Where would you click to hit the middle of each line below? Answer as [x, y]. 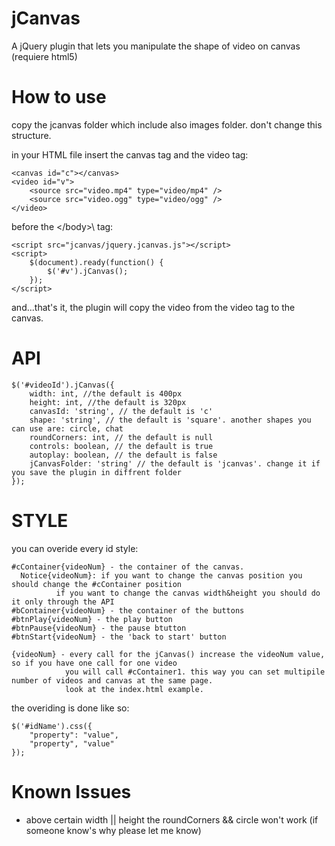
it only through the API [63, 602]
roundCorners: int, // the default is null [121, 437]
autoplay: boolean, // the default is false [123, 455]
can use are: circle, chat [67, 428]
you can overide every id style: [75, 548]
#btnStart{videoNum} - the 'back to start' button [119, 637]
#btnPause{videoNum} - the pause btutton [99, 628]
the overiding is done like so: [70, 708]
